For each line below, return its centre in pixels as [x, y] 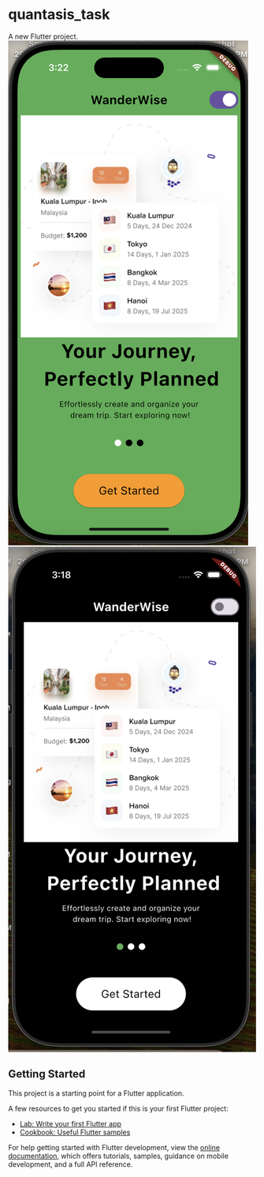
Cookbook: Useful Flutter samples [75, 1132]
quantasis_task [59, 15]
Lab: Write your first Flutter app [71, 1123]
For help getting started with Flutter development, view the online [114, 1147]
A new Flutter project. [43, 36]
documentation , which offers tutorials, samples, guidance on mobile [118, 1156]
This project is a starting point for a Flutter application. [96, 1093]
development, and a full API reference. [71, 1164]
